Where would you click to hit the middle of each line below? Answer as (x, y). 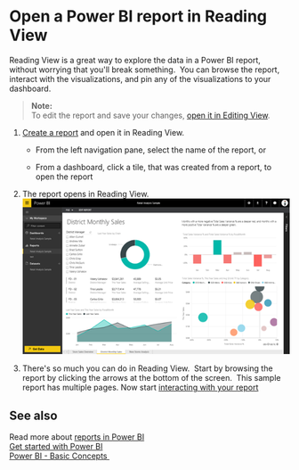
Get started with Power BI (56, 447)
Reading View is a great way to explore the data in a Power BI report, (135, 60)
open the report (64, 177)
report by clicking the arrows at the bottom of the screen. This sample (151, 378)
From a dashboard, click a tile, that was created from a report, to (154, 167)
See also (33, 415)
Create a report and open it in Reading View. (103, 132)
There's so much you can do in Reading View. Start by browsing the (147, 368)
